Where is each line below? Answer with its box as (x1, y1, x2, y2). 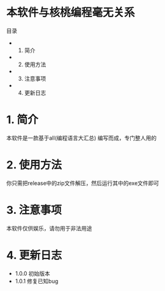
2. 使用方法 (6, 158, 62, 172)
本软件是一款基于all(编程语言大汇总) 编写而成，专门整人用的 (6, 134, 157, 142)
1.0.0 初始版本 (15, 270, 51, 277)
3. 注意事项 (6, 203, 62, 217)
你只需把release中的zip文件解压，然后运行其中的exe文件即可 (6, 179, 159, 187)
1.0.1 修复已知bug (15, 277, 59, 285)
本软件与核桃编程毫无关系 (6, 6, 136, 20)
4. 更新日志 (6, 248, 62, 262)
